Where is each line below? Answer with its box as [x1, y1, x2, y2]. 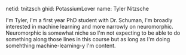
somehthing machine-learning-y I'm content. [5, 42, 116, 49]
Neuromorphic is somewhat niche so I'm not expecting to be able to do [5, 29, 181, 36]
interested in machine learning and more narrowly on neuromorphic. [5, 23, 174, 30]
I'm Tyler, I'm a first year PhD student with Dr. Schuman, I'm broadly [5, 17, 173, 23]
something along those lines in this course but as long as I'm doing [5, 36, 170, 42]
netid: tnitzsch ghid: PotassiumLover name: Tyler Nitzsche [5, 5, 149, 12]
